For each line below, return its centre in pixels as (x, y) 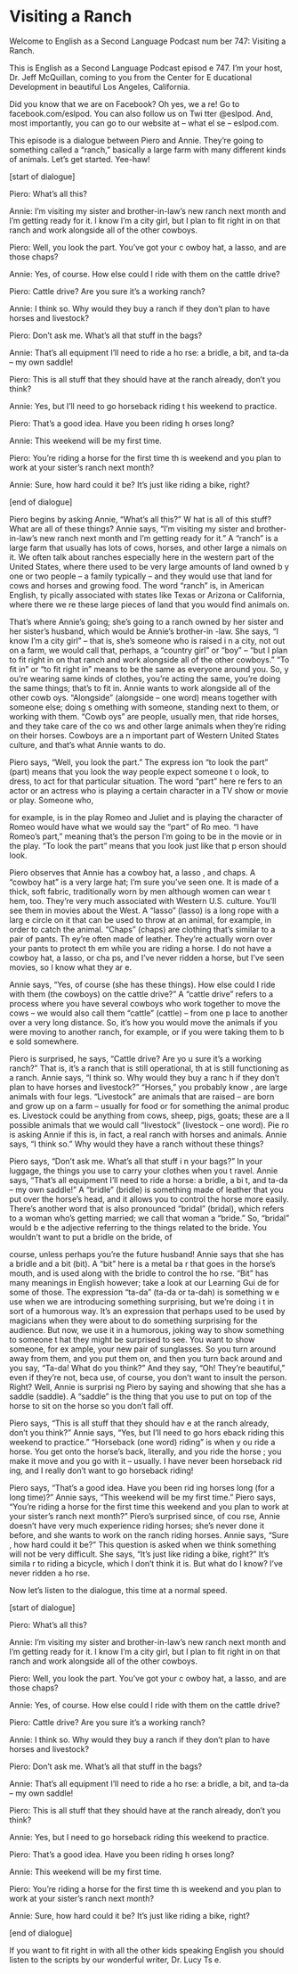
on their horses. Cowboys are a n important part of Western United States (144, 735)
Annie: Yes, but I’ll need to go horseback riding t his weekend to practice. (143, 406)
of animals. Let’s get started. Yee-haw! (80, 159)
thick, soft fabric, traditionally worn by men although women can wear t (140, 891)
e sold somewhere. (44, 1041)
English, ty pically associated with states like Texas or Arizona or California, (147, 595)
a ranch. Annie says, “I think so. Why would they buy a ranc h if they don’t (145, 1077)
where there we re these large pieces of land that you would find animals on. (149, 605)
